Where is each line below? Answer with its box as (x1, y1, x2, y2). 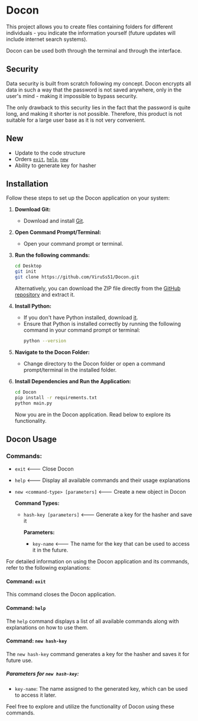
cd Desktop (14, 263, 42, 269)
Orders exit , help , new (14, 155, 69, 162)
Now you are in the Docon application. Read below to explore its (14, 411, 171, 418)
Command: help (6, 604, 46, 611)
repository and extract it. (14, 291, 75, 298)
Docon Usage (6, 434, 57, 444)
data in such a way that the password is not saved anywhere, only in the (6, 86, 182, 93)
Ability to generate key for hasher (14, 162, 96, 169)
